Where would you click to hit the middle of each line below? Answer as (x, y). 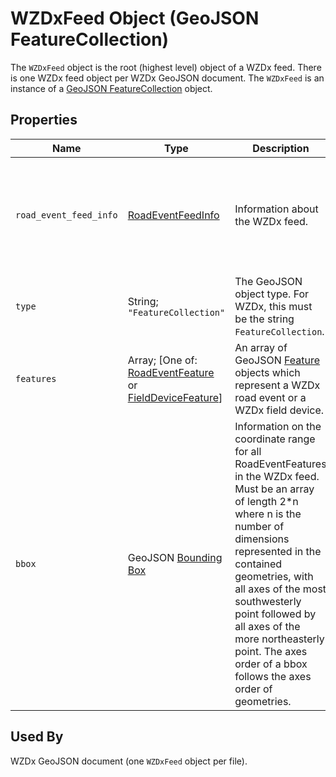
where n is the (268, 514)
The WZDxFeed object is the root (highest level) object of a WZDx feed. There (166, 67)
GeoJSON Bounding (175, 557)
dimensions (262, 539)
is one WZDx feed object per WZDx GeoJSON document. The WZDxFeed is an (167, 78)
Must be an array (274, 489)
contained (258, 564)
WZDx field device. (279, 410)
